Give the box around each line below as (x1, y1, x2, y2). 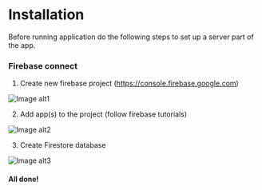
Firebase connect (8, 60, 78, 71)
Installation (8, 6, 85, 24)
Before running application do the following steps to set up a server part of (8, 32, 254, 42)
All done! (8, 174, 39, 184)
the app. (8, 40, 36, 49)
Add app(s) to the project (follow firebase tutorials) (19, 109, 188, 119)
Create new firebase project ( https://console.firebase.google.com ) (19, 78, 240, 89)
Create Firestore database (19, 141, 106, 150)
